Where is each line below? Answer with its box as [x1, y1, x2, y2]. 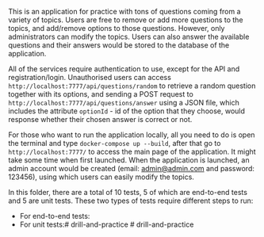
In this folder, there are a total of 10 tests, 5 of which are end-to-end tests [8, 188, 248, 197]
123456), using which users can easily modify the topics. [8, 172, 194, 182]
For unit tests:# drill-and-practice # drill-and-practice [19, 220, 194, 229]
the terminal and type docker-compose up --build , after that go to [8, 139, 221, 147]
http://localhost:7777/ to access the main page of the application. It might [8, 147, 256, 156]
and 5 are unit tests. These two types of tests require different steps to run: [8, 196, 254, 205]
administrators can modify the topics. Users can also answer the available [8, 32, 250, 41]
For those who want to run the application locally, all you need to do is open [8, 130, 255, 140]
